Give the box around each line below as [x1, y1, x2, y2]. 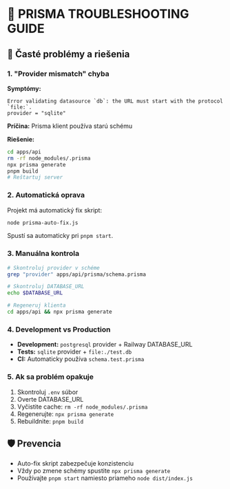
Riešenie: [7, 135, 35, 143]
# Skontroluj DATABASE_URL [7, 283, 85, 290]
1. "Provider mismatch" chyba [7, 69, 109, 78]
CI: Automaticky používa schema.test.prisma [17, 355, 145, 363]
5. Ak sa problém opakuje [7, 372, 94, 382]
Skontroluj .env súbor [17, 388, 79, 396]
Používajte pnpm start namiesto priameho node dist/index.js [17, 474, 193, 482]
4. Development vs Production [7, 325, 111, 334]
